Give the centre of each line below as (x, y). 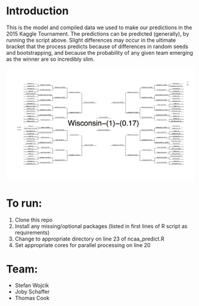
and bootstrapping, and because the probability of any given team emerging (100, 52)
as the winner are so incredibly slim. (50, 59)
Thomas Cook (32, 298)
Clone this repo (33, 220)
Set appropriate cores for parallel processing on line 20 (83, 245)
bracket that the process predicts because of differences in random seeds (97, 46)
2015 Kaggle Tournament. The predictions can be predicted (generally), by (98, 33)
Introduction (38, 11)
